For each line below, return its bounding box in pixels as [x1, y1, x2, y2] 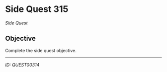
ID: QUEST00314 [5, 62, 40, 68]
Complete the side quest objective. [5, 47, 77, 53]
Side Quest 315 [5, 3, 69, 15]
